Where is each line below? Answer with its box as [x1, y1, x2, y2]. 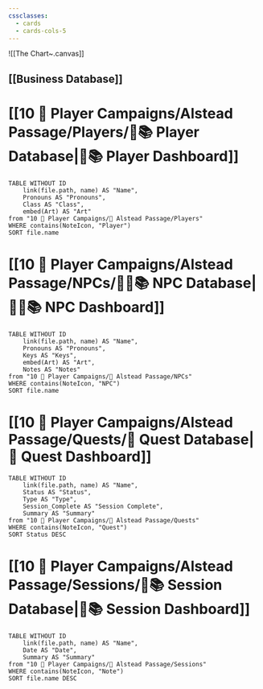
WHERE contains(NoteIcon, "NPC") [8, 379, 121, 387]
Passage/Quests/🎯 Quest [8, 430, 181, 448]
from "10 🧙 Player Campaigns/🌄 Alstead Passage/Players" [8, 214, 203, 222]
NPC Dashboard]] [44, 298, 165, 316]
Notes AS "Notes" [23, 365, 81, 373]
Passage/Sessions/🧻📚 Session [8, 576, 223, 594]
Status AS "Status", [23, 488, 92, 496]
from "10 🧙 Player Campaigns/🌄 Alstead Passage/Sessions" [8, 660, 207, 668]
